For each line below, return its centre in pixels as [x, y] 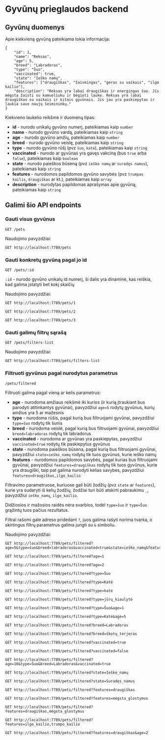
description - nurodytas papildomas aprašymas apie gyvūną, [74, 185]
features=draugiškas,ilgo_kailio [46, 476]
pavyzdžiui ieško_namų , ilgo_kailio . [42, 495]
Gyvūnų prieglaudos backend [67, 9]
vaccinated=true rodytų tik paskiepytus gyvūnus [61, 444]
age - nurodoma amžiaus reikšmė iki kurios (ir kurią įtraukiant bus [79, 402]
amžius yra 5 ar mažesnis [38, 412]
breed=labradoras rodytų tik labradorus [52, 433]
